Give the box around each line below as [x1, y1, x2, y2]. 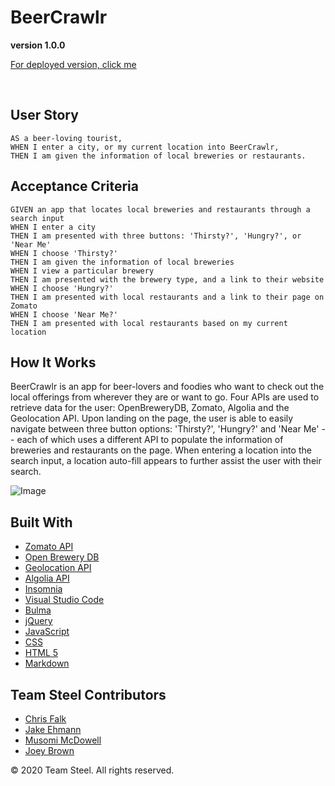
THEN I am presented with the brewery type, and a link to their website [10, 274, 325, 285]
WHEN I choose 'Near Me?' [10, 309, 118, 320]
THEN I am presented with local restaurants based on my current [10, 318, 288, 328]
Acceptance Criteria [10, 178, 139, 195]
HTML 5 [24, 647, 59, 659]
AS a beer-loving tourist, [10, 133, 123, 143]
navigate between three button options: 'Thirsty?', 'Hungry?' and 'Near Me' [10, 423, 320, 435]
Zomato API [24, 541, 74, 553]
